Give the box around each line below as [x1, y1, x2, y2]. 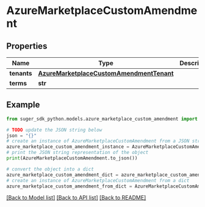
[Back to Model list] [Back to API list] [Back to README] [6, 194, 146, 202]
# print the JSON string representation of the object [6, 150, 149, 156]
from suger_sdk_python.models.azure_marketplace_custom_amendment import [6, 116, 198, 122]
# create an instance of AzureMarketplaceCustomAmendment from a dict [6, 177, 190, 183]
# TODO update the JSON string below [6, 127, 103, 133]
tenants [9, 69, 32, 77]
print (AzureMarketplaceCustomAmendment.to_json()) [6, 155, 138, 161]
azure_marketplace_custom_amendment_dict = [6, 172, 119, 178]
